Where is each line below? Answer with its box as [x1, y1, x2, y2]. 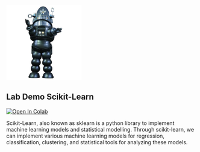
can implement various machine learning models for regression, [6, 132, 164, 139]
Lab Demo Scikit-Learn [6, 92, 95, 102]
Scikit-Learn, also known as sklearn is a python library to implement [6, 119, 175, 127]
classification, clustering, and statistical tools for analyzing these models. [6, 138, 188, 145]
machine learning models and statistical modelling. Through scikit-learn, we [6, 126, 195, 133]
